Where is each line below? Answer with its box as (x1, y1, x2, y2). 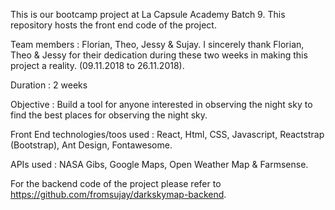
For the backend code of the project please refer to (10, 178, 222, 189)
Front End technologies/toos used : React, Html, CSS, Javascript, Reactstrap (10, 129, 325, 140)
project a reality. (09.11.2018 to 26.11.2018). (10, 60, 185, 71)
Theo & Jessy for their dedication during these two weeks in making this (10, 49, 308, 61)
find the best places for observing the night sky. (10, 109, 208, 121)
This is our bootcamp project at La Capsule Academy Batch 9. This (10, 9, 286, 20)
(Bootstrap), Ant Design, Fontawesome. (10, 139, 173, 151)
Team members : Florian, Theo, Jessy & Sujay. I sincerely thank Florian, (10, 39, 305, 50)
